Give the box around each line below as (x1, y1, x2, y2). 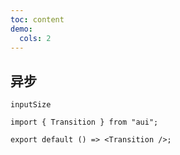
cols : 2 (19, 33, 52, 43)
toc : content (10, 14, 65, 25)
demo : (10, 24, 33, 34)
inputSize (10, 100, 52, 110)
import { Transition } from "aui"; (10, 117, 159, 128)
